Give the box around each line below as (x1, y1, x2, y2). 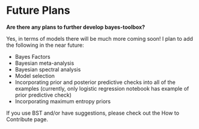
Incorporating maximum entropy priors (14, 97, 111, 105)
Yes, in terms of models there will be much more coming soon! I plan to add (6, 35, 194, 42)
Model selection (14, 72, 55, 79)
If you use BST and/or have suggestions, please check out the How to (6, 109, 179, 116)
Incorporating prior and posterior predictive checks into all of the (14, 79, 176, 86)
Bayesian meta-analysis (14, 59, 75, 67)
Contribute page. (6, 115, 49, 123)
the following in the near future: (6, 41, 84, 49)
